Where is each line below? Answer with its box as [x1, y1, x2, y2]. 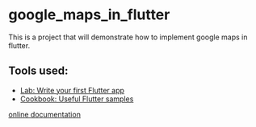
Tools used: [8, 64, 69, 78]
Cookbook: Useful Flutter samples [19, 94, 134, 104]
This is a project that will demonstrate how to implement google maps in [8, 32, 248, 42]
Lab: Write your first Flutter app [19, 85, 125, 95]
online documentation [8, 109, 81, 119]
